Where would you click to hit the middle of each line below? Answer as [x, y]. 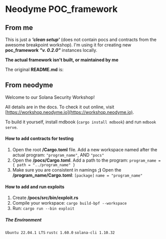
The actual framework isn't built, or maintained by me [62, 60]
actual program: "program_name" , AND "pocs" [58, 155]
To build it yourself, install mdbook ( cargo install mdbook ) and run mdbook [81, 122]
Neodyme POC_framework [62, 9]
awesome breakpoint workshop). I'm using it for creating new [68, 45]
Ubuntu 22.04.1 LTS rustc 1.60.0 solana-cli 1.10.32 [60, 233]
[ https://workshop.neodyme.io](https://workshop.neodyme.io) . [70, 112]
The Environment [23, 220]
